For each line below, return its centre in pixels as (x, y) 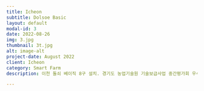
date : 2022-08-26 (28, 34)
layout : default (27, 23)
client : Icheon (25, 62)
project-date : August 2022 (40, 57)
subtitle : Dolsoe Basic (36, 17)
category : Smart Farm (34, 68)
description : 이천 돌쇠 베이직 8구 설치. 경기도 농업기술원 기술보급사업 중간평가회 (98, 74)
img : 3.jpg (20, 40)
